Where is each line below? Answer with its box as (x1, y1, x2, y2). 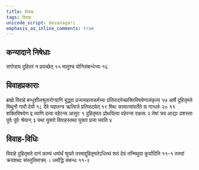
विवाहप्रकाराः (6, 81, 40, 91)
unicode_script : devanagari (6, 20, 76, 26)
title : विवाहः (6, 8, 34, 15)
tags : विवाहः (6, 14, 31, 20)
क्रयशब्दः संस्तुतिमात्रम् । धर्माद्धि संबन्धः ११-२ (6, 156, 90, 163)
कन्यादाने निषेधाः (6, 47, 50, 57)
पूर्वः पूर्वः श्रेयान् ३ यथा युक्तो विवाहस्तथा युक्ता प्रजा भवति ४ (6, 117, 112, 124)
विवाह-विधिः (6, 134, 39, 144)
